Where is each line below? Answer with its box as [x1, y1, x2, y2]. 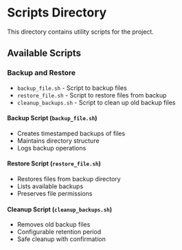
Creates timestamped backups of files [16, 129, 126, 137]
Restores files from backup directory [16, 175, 122, 183]
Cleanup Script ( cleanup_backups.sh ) [7, 205, 112, 214]
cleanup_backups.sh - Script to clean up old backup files [16, 98, 177, 106]
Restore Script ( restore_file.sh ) [7, 159, 101, 168]
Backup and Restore [7, 68, 76, 78]
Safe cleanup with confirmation [16, 235, 106, 243]
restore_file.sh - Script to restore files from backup [16, 91, 167, 99]
